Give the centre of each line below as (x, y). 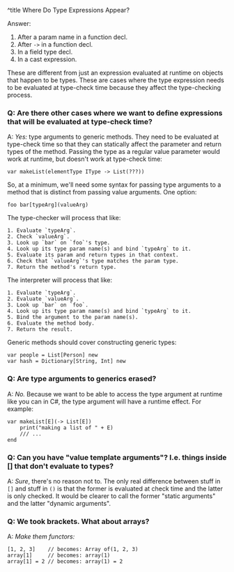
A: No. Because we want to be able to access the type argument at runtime (115, 394)
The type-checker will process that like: (64, 218)
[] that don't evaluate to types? (60, 466)
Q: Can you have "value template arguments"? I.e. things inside (117, 457)
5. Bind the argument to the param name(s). (73, 317)
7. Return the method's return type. (62, 268)
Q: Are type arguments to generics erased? (82, 379)
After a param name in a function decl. (72, 37)
